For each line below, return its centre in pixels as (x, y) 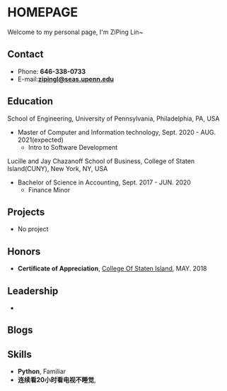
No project (33, 229)
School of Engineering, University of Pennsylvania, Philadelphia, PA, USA (114, 119)
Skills (19, 354)
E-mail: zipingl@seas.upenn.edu (66, 79)
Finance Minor (49, 189)
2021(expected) (40, 140)
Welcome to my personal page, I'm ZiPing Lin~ (75, 32)
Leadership (33, 291)
